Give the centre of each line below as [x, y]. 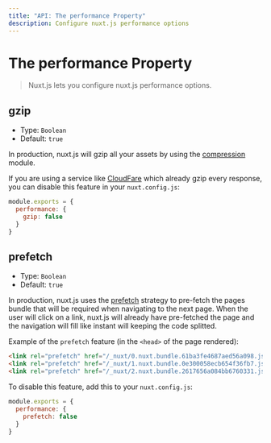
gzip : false [43, 217]
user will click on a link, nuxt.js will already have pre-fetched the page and [131, 317]
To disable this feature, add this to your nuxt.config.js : [101, 387]
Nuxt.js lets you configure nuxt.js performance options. [120, 85]
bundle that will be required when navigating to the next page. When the [128, 309]
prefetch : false [50, 416]
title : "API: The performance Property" [77, 16]
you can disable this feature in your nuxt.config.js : [94, 187]
